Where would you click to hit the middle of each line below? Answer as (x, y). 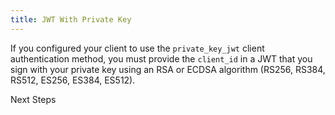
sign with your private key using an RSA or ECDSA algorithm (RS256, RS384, (168, 69)
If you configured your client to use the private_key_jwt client (137, 48)
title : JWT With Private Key (71, 19)
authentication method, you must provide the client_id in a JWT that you (161, 58)
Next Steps (33, 99)
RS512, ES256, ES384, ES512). (73, 80)
